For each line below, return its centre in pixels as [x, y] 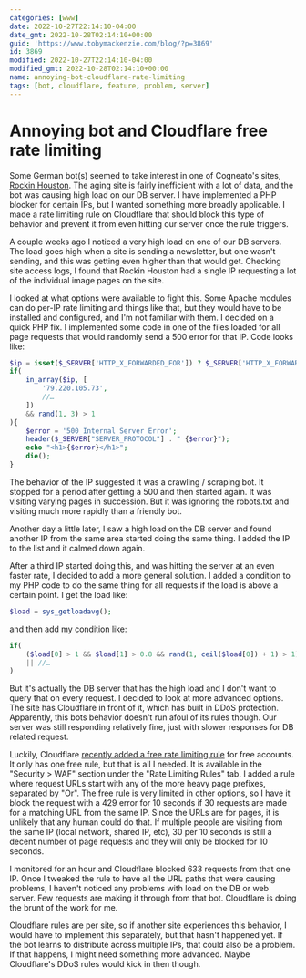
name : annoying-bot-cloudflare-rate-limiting [97, 77]
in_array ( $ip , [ [57, 380]
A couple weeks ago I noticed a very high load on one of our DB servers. [146, 242]
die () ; [38, 457]
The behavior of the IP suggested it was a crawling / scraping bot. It [137, 482]
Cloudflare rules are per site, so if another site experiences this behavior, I [148, 925]
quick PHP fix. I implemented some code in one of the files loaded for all [145, 327]
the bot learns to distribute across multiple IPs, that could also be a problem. [153, 945]
